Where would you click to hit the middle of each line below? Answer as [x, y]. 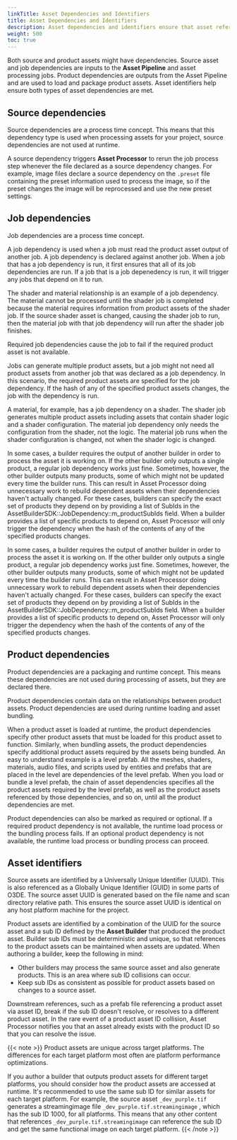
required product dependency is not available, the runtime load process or [115, 826]
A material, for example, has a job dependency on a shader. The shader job [116, 409]
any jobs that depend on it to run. [56, 279]
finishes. [20, 331]
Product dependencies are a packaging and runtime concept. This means [114, 672]
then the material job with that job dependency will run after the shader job [116, 323]
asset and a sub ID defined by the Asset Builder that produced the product [116, 931]
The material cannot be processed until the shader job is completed [106, 300]
